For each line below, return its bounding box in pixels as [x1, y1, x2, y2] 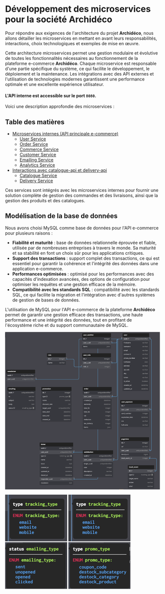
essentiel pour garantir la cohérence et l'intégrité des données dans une [12, 260, 159, 266]
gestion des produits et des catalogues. [5, 197, 85, 203]
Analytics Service [19, 162, 55, 168]
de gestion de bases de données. [12, 297, 80, 303]
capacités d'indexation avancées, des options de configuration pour [12, 276, 150, 282]
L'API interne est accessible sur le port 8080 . [5, 92, 97, 99]
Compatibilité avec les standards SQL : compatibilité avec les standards [12, 286, 160, 293]
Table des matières [5, 118, 65, 126]
